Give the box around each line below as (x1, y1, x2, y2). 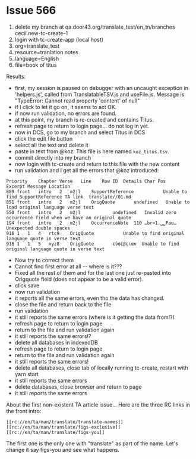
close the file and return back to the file (14, 300, 112, 308)
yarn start (14, 370, 39, 377)
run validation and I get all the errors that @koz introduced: (14, 166, 159, 173)
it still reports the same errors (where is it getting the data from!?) (14, 314, 175, 321)
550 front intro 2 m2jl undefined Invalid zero (6, 209, 177, 215)
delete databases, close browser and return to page (14, 383, 142, 390)
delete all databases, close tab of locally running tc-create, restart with (14, 364, 188, 371)
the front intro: (6, 407, 42, 414)
